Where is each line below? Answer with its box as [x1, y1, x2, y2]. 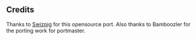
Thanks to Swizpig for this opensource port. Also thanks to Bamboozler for [6, 20, 191, 27]
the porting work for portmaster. [6, 27, 86, 34]
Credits [6, 5, 35, 15]
